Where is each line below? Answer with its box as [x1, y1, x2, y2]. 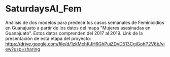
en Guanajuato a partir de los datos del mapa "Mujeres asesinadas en [5, 24, 151, 30]
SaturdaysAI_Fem [5, 3, 82, 14]
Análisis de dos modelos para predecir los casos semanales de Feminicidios [5, 19, 164, 25]
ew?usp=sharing [5, 46, 41, 52]
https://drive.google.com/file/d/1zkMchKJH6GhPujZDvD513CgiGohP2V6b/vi [5, 40, 165, 46]
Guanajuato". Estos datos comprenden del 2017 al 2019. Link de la [5, 30, 143, 36]
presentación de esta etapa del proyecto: [5, 35, 91, 41]
